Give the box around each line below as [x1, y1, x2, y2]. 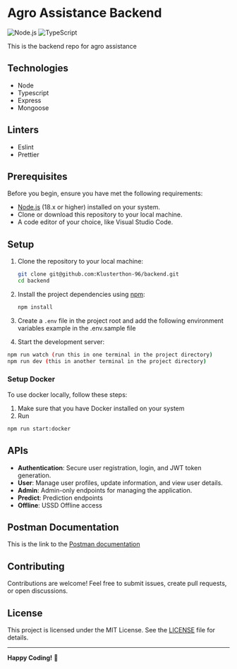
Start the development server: [17, 337, 105, 346]
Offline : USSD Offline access [17, 501, 102, 509]
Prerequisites [7, 171, 68, 183]
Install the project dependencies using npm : [17, 290, 146, 298]
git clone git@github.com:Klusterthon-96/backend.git [17, 271, 179, 278]
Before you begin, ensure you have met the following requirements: [7, 189, 203, 198]
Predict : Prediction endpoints [17, 493, 104, 502]
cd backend [17, 277, 50, 285]
